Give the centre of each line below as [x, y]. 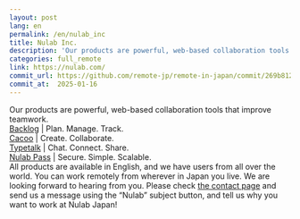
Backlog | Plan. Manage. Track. [67, 128]
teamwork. [29, 119]
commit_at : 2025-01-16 [54, 84]
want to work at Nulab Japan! [63, 204]
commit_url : [31, 76]
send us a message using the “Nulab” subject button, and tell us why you [144, 195]
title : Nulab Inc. [43, 42]
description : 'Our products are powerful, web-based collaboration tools [150, 51]
